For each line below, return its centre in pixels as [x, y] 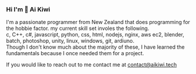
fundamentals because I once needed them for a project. [75, 53]
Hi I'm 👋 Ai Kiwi [28, 9]
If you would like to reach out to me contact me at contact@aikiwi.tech [92, 65]
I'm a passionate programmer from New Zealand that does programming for [98, 22]
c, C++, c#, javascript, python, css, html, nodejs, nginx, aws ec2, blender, [95, 35]
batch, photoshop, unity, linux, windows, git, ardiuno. [70, 41]
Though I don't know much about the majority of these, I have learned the [96, 47]
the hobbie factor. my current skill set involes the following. [78, 28]
